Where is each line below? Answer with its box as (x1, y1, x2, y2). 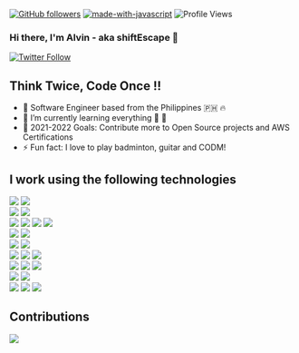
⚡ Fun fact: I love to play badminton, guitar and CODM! (22, 142, 227, 153)
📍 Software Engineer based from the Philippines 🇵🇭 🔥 (22, 103, 227, 113)
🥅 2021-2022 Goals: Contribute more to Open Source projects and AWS (22, 123, 290, 133)
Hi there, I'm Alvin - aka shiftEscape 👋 (9, 31, 178, 44)
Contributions (9, 309, 90, 325)
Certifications (22, 132, 74, 142)
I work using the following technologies (9, 172, 237, 187)
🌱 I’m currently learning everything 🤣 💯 (22, 113, 168, 123)
